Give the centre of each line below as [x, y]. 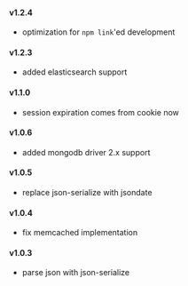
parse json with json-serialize [76, 273]
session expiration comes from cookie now [101, 112]
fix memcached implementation [80, 233]
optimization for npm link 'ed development [98, 32]
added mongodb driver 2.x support [86, 152]
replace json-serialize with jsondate [87, 193]
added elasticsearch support [74, 72]
